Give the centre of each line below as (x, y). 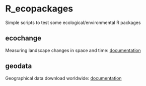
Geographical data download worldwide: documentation (63, 78)
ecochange (23, 38)
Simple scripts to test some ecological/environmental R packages (73, 22)
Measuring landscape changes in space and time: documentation (73, 50)
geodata (19, 66)
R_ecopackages (39, 9)
